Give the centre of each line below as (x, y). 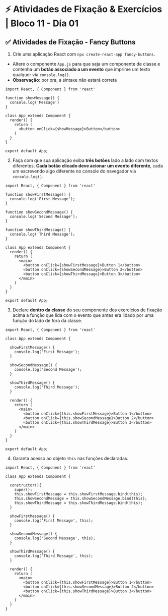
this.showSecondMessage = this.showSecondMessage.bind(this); (81, 498)
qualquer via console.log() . (41, 75)
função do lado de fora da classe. (47, 321)
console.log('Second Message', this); (55, 538)
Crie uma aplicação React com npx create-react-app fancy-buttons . (84, 54)
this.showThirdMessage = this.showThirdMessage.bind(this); (78, 503)
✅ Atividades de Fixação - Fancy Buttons (70, 42)
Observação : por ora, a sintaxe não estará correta (65, 80)
